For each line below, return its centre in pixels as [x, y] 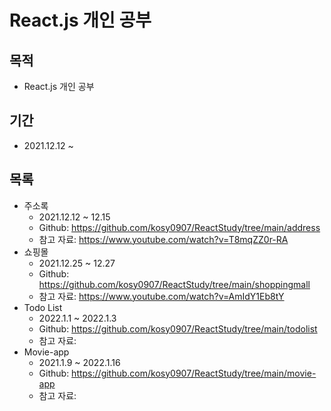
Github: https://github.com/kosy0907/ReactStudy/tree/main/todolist [178, 328]
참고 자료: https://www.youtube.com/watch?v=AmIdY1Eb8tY [161, 296]
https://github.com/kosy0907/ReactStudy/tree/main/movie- [194, 373]
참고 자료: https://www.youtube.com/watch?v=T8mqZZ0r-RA [163, 239]
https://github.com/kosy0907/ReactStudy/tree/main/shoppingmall [174, 284]
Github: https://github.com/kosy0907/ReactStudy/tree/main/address [179, 227]
